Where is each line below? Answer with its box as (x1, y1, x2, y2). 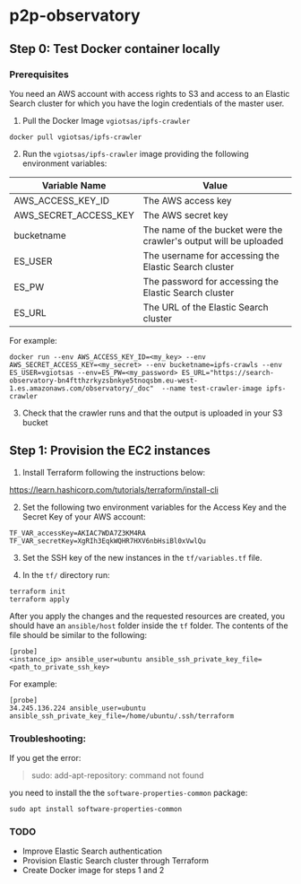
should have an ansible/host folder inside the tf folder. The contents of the (9, 620, 288, 631)
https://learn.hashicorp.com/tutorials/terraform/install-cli (9, 484, 219, 495)
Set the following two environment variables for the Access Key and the (21, 502, 287, 512)
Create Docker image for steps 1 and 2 (21, 865, 165, 876)
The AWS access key (142, 194, 232, 206)
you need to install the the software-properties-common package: (9, 787, 248, 798)
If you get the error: (9, 752, 82, 763)
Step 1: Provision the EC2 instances (9, 443, 211, 459)
